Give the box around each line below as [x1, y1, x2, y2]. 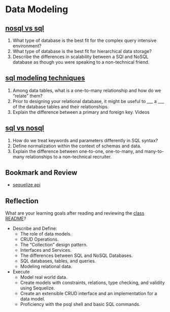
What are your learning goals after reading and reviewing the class [5, 210, 145, 216]
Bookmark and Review [5, 168, 78, 177]
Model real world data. [20, 274, 67, 280]
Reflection [5, 196, 39, 205]
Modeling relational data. [20, 264, 73, 270]
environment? [12, 43, 42, 49]
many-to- [144, 148, 164, 154]
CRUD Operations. [20, 236, 59, 243]
